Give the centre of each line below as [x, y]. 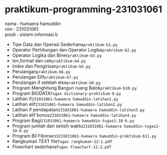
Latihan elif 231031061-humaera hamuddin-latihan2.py [67, 104]
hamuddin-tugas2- [142, 126]
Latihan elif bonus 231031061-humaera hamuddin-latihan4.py [74, 115]
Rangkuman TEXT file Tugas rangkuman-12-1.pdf [62, 141]
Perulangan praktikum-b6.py [41, 71]
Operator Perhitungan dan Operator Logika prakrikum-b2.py [74, 50]
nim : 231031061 [22, 29]
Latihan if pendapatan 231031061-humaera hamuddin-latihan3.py [78, 109]
